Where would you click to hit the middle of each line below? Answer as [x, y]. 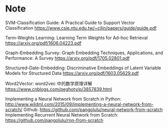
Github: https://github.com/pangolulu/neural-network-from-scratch [93, 109]
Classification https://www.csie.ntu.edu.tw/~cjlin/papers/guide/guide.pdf [81, 28]
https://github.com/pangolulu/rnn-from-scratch [54, 120]
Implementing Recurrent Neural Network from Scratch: [62, 115]
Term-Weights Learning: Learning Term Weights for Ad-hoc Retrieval [76, 38]
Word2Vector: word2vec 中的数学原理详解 [49, 83]
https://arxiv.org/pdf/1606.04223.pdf [43, 43]
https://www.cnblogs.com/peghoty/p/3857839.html [59, 89]
